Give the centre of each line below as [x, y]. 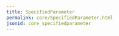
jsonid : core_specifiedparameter [49, 23]
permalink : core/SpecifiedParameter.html [60, 18]
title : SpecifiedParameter [41, 12]
